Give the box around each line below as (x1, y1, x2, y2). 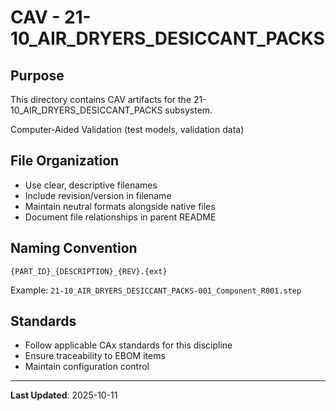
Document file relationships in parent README (24, 211, 217, 223)
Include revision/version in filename (24, 189, 172, 201)
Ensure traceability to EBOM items (24, 350, 166, 362)
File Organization (10, 152, 120, 170)
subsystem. (164, 104, 213, 116)
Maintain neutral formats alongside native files (24, 200, 216, 212)
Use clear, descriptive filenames (24, 179, 158, 191)
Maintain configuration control (24, 361, 150, 373)
